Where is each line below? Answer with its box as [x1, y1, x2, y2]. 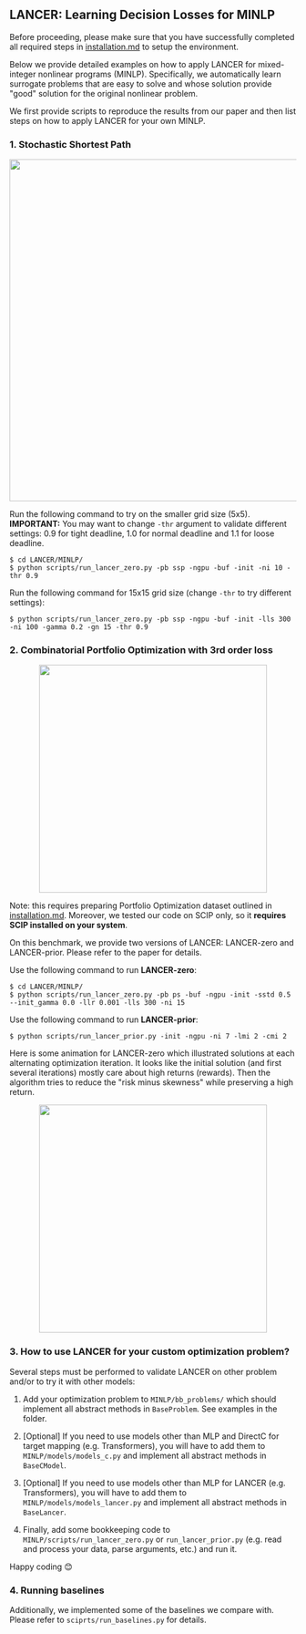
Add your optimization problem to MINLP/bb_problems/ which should [22, 1393, 277, 1404]
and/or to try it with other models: [9, 1376, 136, 1387]
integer [9, 68, 36, 79]
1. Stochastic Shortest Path [9, 138, 132, 150]
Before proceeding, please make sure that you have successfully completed [9, 31, 295, 42]
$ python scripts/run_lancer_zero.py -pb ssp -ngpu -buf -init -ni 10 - [9, 564, 291, 573]
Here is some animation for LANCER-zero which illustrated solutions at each [9, 1048, 295, 1059]
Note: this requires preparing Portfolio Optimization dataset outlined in [9, 900, 272, 911]
